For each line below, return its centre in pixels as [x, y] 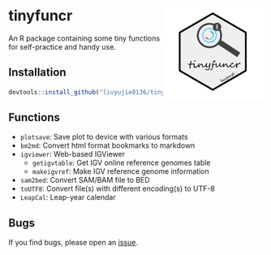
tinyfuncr [41, 16]
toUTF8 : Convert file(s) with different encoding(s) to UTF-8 [117, 188]
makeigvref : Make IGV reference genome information [120, 171]
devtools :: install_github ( [54, 92]
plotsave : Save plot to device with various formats [104, 137]
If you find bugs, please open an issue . [73, 243]
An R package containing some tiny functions [84, 38]
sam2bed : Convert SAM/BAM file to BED [85, 180]
